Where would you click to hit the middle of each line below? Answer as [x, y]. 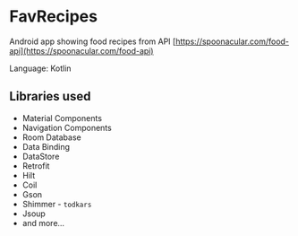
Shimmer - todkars [57, 204]
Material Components [62, 118]
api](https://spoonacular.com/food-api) [81, 50]
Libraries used [50, 96]
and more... [43, 223]
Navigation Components [67, 127]
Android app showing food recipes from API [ [93, 41]
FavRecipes [54, 17]
